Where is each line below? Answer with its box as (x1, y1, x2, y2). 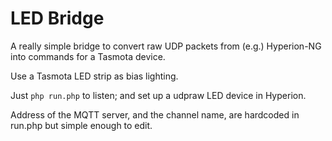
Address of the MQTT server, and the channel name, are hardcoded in (10, 108, 300, 121)
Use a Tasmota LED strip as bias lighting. (10, 70, 179, 82)
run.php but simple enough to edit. (10, 119, 153, 131)
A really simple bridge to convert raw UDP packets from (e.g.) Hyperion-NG (10, 40, 322, 52)
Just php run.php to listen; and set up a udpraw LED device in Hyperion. (10, 89, 307, 101)
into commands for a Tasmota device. (10, 50, 166, 62)
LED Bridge (10, 7, 105, 30)
